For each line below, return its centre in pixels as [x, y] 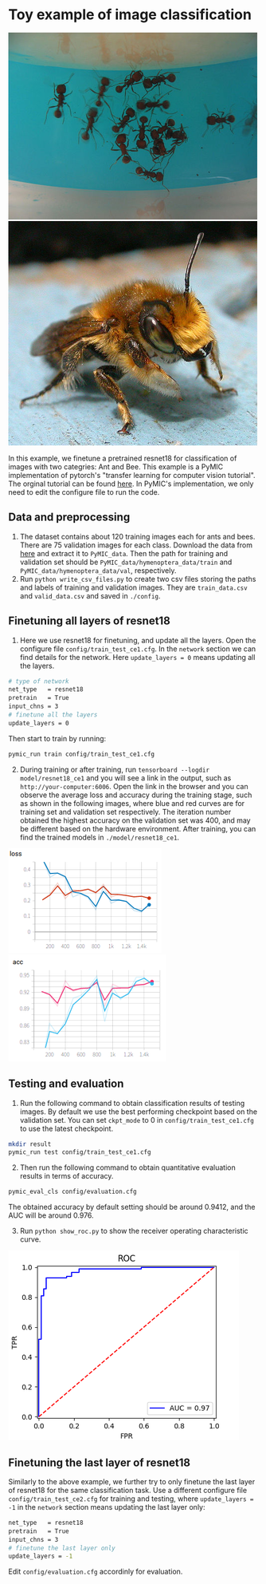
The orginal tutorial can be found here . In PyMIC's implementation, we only [131, 484]
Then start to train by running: [57, 738]
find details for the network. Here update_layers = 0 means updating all [137, 657]
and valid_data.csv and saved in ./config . [90, 595]
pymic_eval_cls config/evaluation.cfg [72, 1192]
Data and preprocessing [69, 517]
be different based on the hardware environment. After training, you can [138, 828]
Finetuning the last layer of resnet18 [100, 1462]
